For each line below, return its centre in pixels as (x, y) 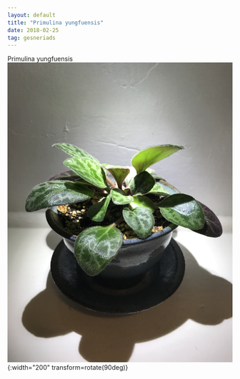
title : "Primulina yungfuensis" (55, 22)
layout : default (31, 15)
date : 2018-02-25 (33, 30)
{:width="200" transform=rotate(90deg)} (68, 368)
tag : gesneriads (31, 38)
